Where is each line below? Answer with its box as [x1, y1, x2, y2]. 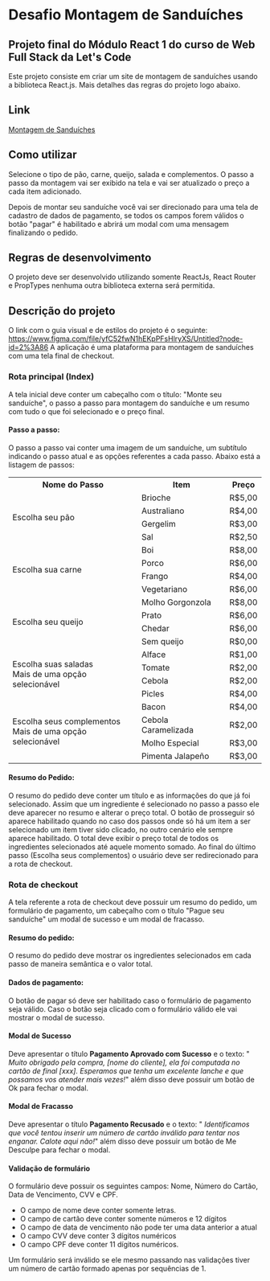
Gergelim [141, 518, 176, 529]
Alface [141, 649, 166, 660]
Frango [141, 570, 169, 581]
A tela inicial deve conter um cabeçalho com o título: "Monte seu [8, 389, 223, 399]
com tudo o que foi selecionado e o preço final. [8, 406, 165, 416]
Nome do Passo [42, 478, 104, 490]
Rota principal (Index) [8, 372, 95, 383]
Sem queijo [141, 635, 184, 647]
